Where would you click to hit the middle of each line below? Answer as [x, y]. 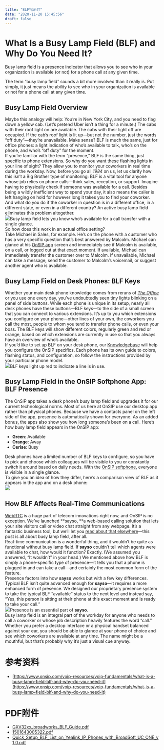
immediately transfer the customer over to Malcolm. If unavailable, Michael [80, 255]
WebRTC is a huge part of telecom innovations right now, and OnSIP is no [79, 515]
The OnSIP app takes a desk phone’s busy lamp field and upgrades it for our [82, 401]
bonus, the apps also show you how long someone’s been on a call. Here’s [80, 422]
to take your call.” [23, 604]
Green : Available [29, 436]
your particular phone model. [34, 360]
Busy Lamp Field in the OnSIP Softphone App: [76, 382]
